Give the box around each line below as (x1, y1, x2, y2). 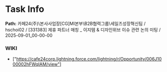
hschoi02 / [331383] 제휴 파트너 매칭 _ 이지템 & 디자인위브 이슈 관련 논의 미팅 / (5, 26, 161, 33)
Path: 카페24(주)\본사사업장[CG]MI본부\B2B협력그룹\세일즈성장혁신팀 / (5, 20, 146, 26)
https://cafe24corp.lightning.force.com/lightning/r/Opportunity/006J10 (16, 56, 162, 62)
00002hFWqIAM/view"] (12, 61, 61, 68)
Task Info (5, 3, 44, 15)
